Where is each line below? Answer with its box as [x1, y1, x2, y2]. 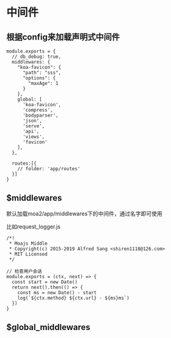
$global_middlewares [6, 322, 90, 333]
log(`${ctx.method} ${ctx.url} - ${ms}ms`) [17, 295, 130, 301]
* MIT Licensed [9, 251, 48, 257]
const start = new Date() [12, 279, 78, 285]
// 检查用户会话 [6, 268, 42, 275]
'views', [22, 134, 45, 140]
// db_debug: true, [12, 54, 62, 60]
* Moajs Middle [9, 240, 48, 246]
